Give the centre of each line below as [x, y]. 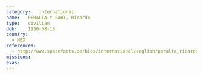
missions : [19, 57]
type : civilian [28, 23]
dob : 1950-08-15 [31, 29]
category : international [40, 12]
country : [17, 34]
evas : [13, 62]
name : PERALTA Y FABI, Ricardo [48, 18]
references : [21, 46]
